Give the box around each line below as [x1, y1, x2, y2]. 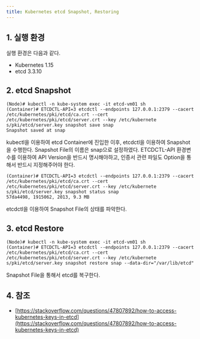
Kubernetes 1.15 [14, 61, 54, 69]
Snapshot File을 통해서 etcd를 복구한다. [6, 271, 101, 279]
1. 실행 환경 [6, 32, 45, 43]
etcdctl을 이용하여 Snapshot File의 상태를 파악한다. [6, 205, 127, 213]
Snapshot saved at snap [6, 127, 66, 134]
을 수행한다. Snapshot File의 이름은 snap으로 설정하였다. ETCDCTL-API [6, 146, 175, 154]
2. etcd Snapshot [6, 85, 71, 95]
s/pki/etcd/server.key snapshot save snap [6, 122, 114, 128]
